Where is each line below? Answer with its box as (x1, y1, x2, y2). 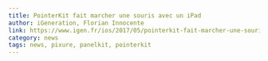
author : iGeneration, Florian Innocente (8, 19, 145, 27)
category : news (8, 33, 59, 42)
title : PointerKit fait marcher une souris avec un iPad (8, 11, 202, 20)
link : (8, 26, 26, 34)
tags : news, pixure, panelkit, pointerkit (8, 41, 152, 49)
